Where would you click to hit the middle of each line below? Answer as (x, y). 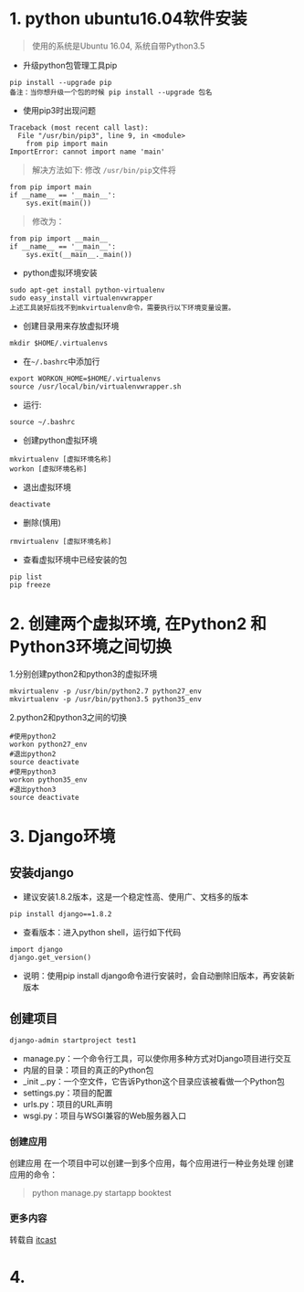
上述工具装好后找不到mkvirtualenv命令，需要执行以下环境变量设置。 (122, 307)
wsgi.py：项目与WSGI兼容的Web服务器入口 (105, 1116)
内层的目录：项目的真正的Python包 (88, 1070)
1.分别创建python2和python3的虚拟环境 (84, 674)
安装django (42, 873)
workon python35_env (49, 779)
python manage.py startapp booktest (101, 1192)
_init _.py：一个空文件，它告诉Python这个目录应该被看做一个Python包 (153, 1081)
